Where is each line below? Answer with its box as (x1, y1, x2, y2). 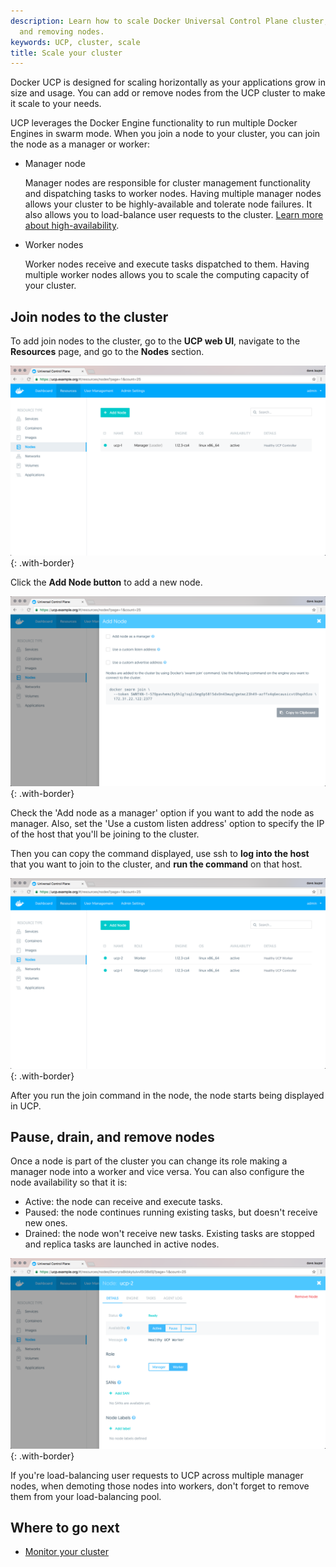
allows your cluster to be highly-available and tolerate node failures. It (24, 198, 312, 210)
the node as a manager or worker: (10, 138, 151, 150)
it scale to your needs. (10, 98, 102, 110)
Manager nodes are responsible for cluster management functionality (24, 177, 311, 189)
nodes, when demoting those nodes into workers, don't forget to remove (10, 1480, 310, 1492)
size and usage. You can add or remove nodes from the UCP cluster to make (10, 87, 326, 99)
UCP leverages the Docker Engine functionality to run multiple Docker (10, 117, 298, 129)
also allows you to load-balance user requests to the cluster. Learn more (24, 209, 324, 221)
